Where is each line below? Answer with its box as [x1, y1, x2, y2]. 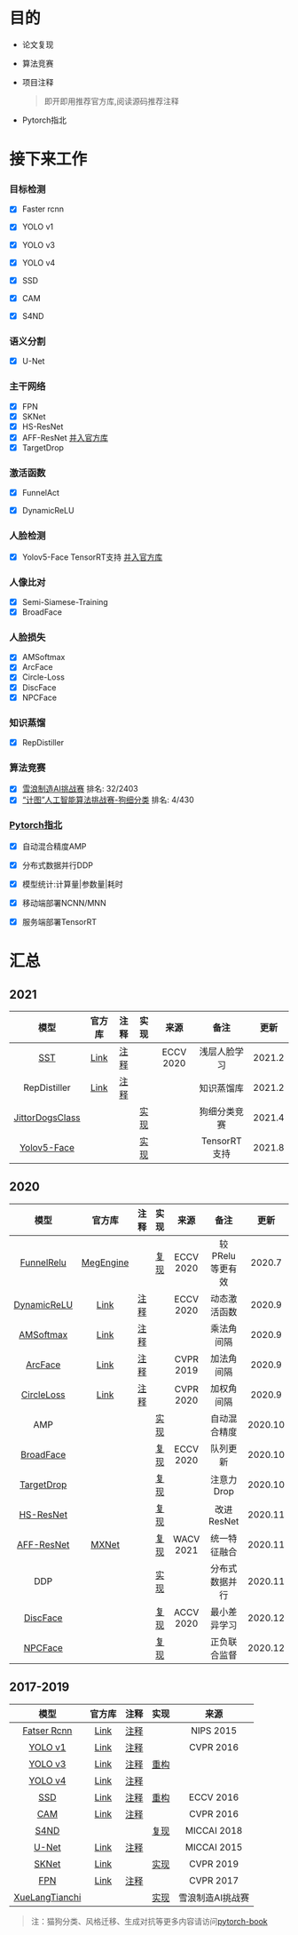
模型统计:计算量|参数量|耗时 [21, 879, 124, 889]
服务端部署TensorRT [21, 916, 98, 927]
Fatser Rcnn [21, 1724, 73, 1737]
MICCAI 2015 [184, 1841, 243, 1853]
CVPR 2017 [189, 1874, 239, 1886]
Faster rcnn [21, 203, 65, 214]
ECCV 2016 [189, 1791, 239, 1804]
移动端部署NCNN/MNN [21, 897, 106, 908]
